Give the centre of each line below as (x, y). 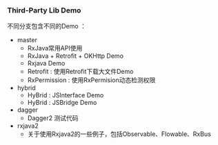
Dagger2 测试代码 (53, 118)
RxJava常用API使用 (55, 48)
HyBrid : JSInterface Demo (66, 95)
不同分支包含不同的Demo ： (47, 26)
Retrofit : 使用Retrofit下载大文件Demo (80, 72)
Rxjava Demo (46, 64)
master (27, 40)
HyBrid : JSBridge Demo (62, 103)
